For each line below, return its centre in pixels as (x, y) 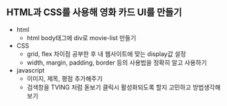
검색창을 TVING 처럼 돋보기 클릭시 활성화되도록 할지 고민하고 (109, 87)
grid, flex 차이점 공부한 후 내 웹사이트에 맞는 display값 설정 (106, 53)
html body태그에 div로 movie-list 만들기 (81, 37)
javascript (30, 70)
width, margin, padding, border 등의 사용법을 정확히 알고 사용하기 (117, 62)
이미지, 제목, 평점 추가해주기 (65, 78)
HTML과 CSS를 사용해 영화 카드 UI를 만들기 (94, 12)
